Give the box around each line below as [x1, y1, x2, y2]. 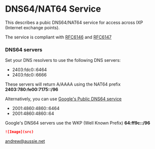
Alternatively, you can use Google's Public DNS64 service [5, 96, 122, 102]
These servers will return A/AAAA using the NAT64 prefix [5, 81, 121, 87]
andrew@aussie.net [5, 138, 45, 144]
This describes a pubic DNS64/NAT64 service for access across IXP [5, 19, 143, 25]
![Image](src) [5, 130, 34, 134]
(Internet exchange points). [5, 24, 60, 30]
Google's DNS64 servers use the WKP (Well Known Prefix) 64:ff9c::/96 [5, 120, 151, 126]
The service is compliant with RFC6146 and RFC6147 [5, 34, 111, 40]
